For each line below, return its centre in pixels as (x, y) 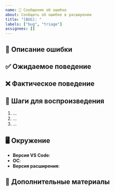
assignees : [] (20, 29)
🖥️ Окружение (28, 141)
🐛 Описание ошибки (39, 49)
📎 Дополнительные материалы (58, 182)
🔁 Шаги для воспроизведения (55, 101)
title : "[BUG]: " (24, 19)
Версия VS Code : (31, 155)
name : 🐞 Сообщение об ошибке (36, 10)
